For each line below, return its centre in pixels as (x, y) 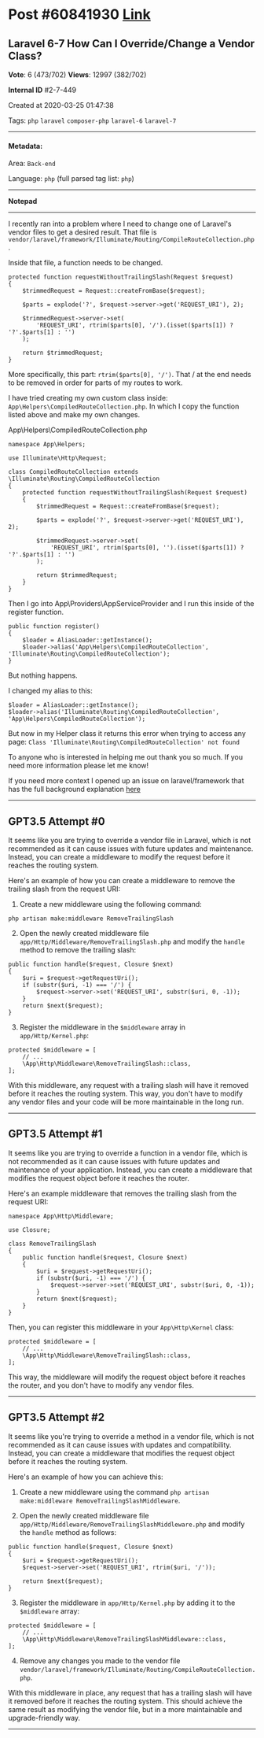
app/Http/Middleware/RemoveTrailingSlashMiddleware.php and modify (132, 1524)
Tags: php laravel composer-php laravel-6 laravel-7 (92, 120)
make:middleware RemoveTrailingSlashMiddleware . (100, 1500)
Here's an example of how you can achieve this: (86, 1477)
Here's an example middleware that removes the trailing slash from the (123, 1193)
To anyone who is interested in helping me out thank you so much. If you (126, 757)
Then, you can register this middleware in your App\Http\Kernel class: (121, 1327)
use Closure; (29, 1230)
